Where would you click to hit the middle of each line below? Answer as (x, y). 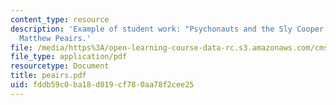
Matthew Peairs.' (55, 38)
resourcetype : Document (60, 66)
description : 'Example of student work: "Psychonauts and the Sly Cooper (167, 29)
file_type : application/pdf (69, 57)
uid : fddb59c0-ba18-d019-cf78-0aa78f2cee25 (102, 85)
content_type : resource (60, 19)
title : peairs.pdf (48, 76)
